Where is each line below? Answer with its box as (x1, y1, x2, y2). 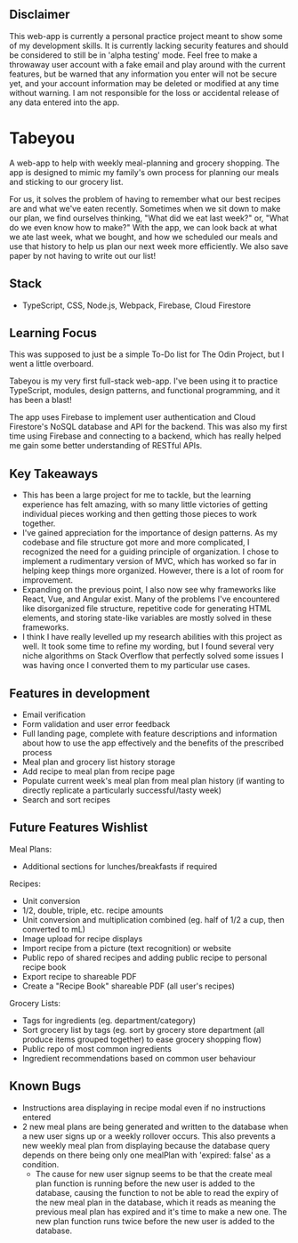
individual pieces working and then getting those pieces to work (21, 509, 258, 520)
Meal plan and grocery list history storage (21, 756, 176, 767)
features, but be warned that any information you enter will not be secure (9, 69, 278, 79)
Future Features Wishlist (9, 820, 149, 835)
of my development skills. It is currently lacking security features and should (9, 40, 289, 51)
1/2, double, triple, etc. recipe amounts (21, 905, 164, 916)
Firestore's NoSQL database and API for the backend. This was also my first (9, 422, 287, 432)
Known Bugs (9, 1078, 82, 1094)
